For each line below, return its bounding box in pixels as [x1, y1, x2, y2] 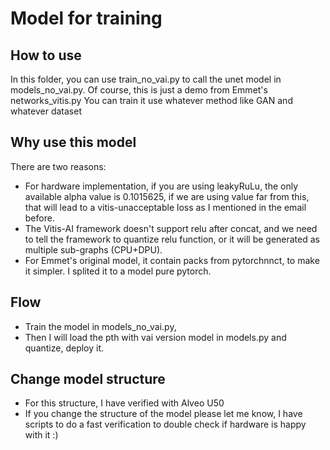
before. [24, 212, 55, 224]
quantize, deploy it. [24, 342, 105, 354]
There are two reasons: [10, 160, 107, 172]
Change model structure [10, 371, 166, 388]
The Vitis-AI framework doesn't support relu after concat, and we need [24, 222, 318, 234]
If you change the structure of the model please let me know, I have [24, 408, 303, 420]
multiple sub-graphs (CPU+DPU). [24, 243, 163, 256]
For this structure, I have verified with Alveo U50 [24, 397, 225, 409]
